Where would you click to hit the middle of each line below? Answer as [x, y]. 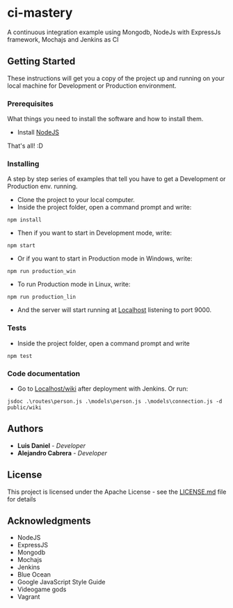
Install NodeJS [38, 132]
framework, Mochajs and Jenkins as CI [63, 39]
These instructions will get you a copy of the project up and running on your [116, 78]
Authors [25, 429]
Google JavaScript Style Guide [61, 582]
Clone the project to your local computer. [76, 200]
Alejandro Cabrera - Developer [62, 453]
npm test [20, 356]
